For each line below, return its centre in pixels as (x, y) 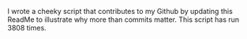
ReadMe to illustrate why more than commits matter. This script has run (123, 19)
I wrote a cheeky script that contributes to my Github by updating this (120, 11)
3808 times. (27, 28)
